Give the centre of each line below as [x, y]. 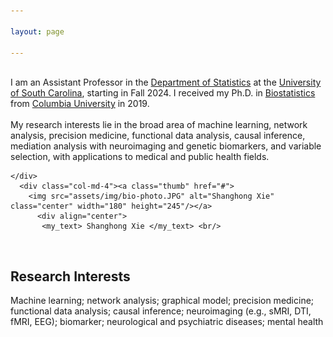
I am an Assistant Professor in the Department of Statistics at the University [166, 82]
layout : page [37, 31]
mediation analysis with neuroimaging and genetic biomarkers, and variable [166, 146]
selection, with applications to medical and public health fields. [140, 157]
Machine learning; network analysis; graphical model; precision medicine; [162, 301]
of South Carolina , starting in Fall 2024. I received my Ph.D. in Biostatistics [163, 93]
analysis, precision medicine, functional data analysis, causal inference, [158, 136]
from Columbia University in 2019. [80, 104]
